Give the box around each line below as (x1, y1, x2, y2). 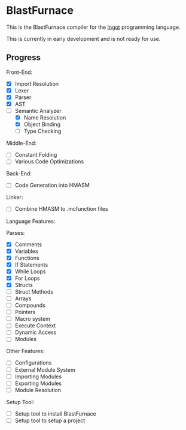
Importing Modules (14, 373, 62, 380)
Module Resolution (14, 386, 62, 393)
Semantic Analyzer (14, 107, 62, 114)
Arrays (14, 295, 32, 302)
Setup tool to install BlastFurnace (14, 410, 97, 417)
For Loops (14, 274, 40, 282)
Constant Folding (14, 151, 57, 159)
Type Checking (23, 127, 62, 135)
